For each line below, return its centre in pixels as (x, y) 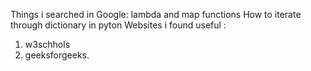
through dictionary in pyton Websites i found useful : (118, 25)
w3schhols (47, 44)
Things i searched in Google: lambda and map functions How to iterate (156, 14)
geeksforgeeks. (57, 55)
